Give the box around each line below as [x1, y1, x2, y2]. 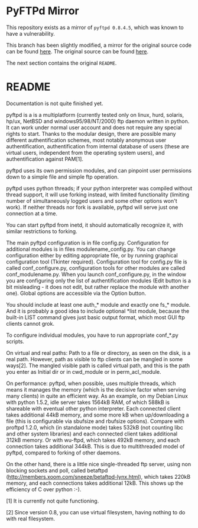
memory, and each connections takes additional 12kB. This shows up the [6, 479, 183, 486]
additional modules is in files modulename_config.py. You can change [6, 245, 176, 253]
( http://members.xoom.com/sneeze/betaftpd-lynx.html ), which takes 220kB [6, 473, 191, 480]
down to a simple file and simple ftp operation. [6, 173, 119, 180]
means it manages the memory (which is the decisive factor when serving [6, 386, 186, 393]
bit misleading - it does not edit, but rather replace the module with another [6, 283, 189, 290]
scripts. [6, 338, 25, 345]
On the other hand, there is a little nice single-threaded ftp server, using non [6, 460, 191, 467]
